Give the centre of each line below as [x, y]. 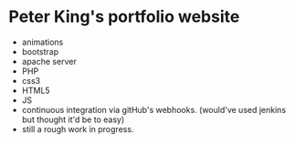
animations [42, 42]
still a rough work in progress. [78, 129]
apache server [49, 61]
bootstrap [40, 51]
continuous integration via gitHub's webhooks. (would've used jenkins [154, 109]
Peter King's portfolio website [124, 17]
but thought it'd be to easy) [73, 119]
